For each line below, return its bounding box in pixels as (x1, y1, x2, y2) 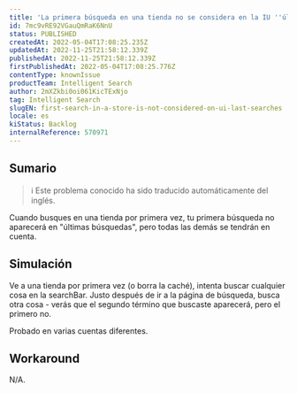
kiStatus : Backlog (9, 120, 77, 129)
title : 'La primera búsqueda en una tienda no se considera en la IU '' (9, 12, 283, 22)
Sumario (9, 161, 57, 176)
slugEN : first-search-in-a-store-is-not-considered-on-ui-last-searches (9, 104, 283, 112)
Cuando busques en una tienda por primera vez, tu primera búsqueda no (9, 212, 275, 222)
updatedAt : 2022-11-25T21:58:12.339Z (9, 46, 148, 55)
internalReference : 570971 (9, 128, 109, 137)
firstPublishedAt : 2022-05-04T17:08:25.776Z (9, 63, 176, 72)
